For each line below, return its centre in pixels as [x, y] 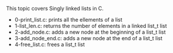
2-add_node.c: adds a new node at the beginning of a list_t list [90, 32]
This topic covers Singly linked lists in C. [55, 8]
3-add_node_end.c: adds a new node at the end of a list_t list [89, 38]
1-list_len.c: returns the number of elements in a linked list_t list [91, 26]
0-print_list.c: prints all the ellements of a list [68, 20]
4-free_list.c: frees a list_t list [50, 44]
